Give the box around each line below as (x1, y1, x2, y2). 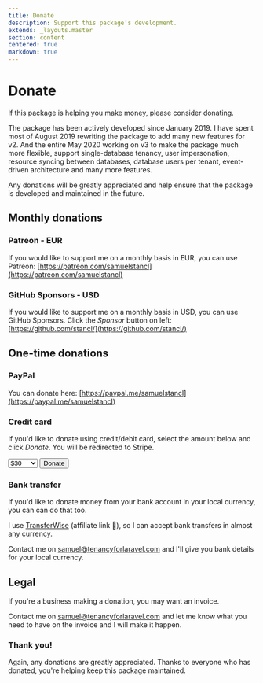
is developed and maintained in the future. (8, 188, 145, 198)
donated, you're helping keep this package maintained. (8, 666, 186, 675)
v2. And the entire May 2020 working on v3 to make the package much (8, 139, 239, 150)
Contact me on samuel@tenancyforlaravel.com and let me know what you (8, 611, 247, 622)
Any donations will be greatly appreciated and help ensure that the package (8, 180, 254, 190)
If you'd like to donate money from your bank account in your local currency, (8, 497, 256, 507)
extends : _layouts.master (8, 26, 93, 34)
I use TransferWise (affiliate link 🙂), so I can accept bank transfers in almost (8, 521, 253, 530)
